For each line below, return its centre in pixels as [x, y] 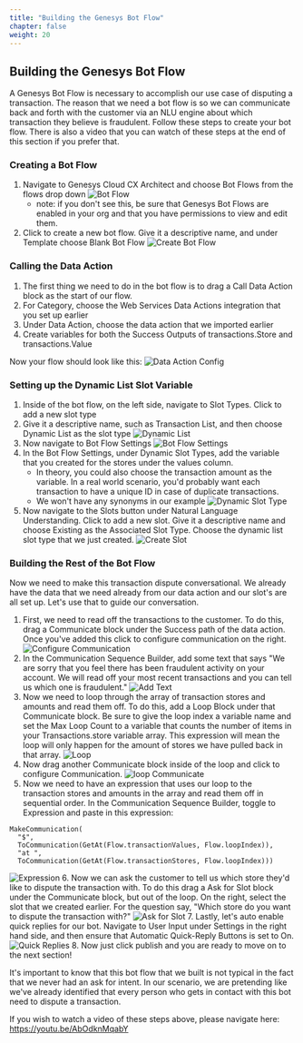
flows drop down [54, 194]
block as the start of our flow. [78, 295]
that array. [42, 755]
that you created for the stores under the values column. [128, 463]
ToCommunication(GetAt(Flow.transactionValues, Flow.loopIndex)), [146, 845]
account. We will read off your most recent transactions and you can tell [157, 678]
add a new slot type [59, 415]
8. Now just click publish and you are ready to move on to [179, 946]
